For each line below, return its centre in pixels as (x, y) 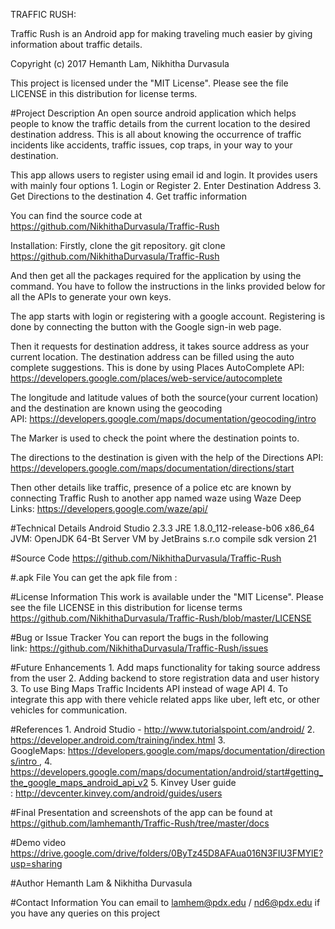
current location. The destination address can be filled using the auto (152, 357)
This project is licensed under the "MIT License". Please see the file (149, 83)
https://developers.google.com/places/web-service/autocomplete (146, 378)
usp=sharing (36, 863)
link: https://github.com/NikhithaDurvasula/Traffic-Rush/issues (139, 648)
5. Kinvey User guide (193, 782)
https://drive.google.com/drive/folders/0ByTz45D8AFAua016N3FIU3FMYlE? (167, 853)
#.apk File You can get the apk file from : (94, 577)
